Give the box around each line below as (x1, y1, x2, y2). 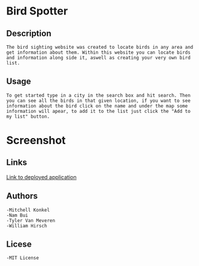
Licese (6, 239, 32, 250)
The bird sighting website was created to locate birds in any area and (6, 44, 194, 50)
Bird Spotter (6, 4, 68, 18)
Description (6, 28, 51, 39)
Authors (6, 191, 38, 201)
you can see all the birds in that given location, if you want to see (6, 98, 191, 104)
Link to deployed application (6, 173, 77, 180)
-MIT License (6, 255, 39, 261)
